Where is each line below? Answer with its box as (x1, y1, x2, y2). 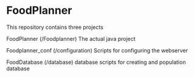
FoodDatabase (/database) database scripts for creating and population (6, 58, 186, 66)
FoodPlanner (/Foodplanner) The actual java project (6, 35, 136, 42)
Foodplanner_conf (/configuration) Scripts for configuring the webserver (6, 46, 189, 54)
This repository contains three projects (6, 23, 103, 31)
